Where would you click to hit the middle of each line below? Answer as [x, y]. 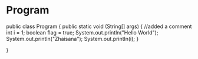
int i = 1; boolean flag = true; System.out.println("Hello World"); [82, 32]
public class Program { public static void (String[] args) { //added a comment [99, 26]
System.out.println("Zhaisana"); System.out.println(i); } [72, 39]
